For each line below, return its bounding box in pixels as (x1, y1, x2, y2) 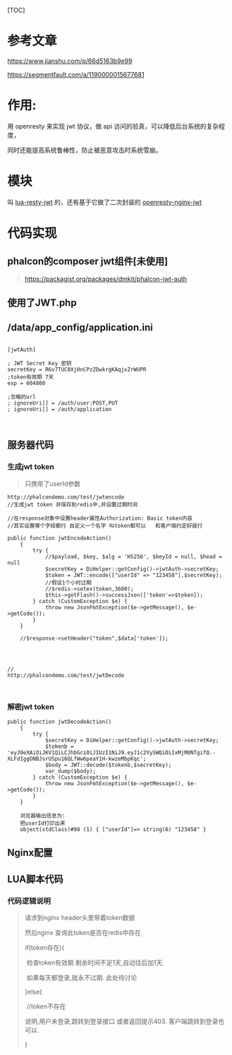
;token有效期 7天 (7, 374, 54, 381)
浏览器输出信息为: (20, 812, 66, 819)
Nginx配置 (7, 847, 53, 859)
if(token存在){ (24, 943, 65, 952)
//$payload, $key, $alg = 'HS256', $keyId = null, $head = (44, 553, 222, 560)
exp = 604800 (7, 380, 46, 387)
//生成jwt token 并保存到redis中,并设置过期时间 (7, 501, 138, 508)
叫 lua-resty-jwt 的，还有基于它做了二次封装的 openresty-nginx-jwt (7, 198, 202, 206)
